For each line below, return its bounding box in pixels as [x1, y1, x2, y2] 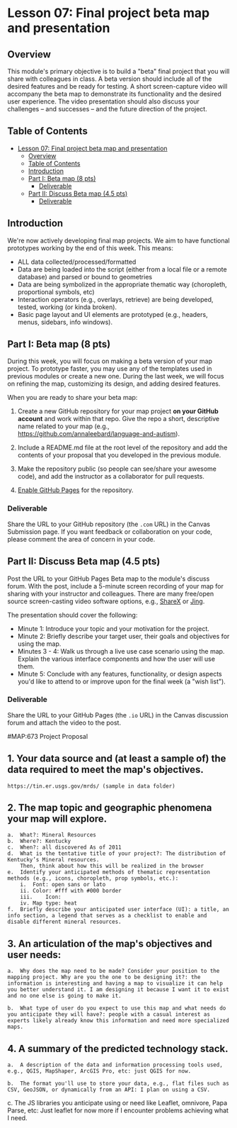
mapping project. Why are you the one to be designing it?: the [7, 973, 201, 981]
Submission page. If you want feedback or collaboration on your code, [7, 527, 213, 536]
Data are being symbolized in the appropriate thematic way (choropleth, [17, 280, 228, 289]
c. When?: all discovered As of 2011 [7, 844, 122, 851]
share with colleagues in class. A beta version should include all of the [7, 74, 212, 83]
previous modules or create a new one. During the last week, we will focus [7, 372, 224, 381]
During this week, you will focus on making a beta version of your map [7, 357, 212, 366]
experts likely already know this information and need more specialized [7, 1017, 230, 1024]
